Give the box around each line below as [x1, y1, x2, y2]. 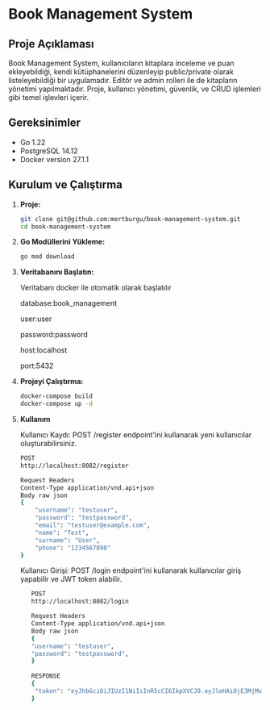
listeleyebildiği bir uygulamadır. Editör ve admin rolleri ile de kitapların [8, 76, 238, 85]
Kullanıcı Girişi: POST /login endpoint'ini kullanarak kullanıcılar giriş [19, 566, 242, 575]
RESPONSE [31, 672, 60, 680]
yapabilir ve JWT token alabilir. [19, 574, 123, 584]
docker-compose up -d [19, 400, 93, 408]
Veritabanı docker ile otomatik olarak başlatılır [19, 283, 172, 293]
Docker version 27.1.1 [19, 154, 89, 164]
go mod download [19, 253, 75, 261]
